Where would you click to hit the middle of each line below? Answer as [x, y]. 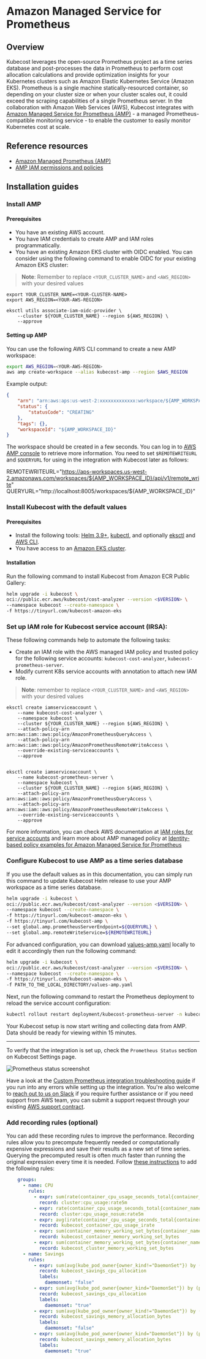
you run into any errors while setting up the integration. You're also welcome [103, 1087]
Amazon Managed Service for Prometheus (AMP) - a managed [86, 114]
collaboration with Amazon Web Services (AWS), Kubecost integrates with [100, 107]
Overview [25, 47]
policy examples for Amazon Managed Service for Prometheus [103, 845]
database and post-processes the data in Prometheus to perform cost [95, 68]
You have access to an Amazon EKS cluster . [71, 549]
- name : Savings [43, 1254]
